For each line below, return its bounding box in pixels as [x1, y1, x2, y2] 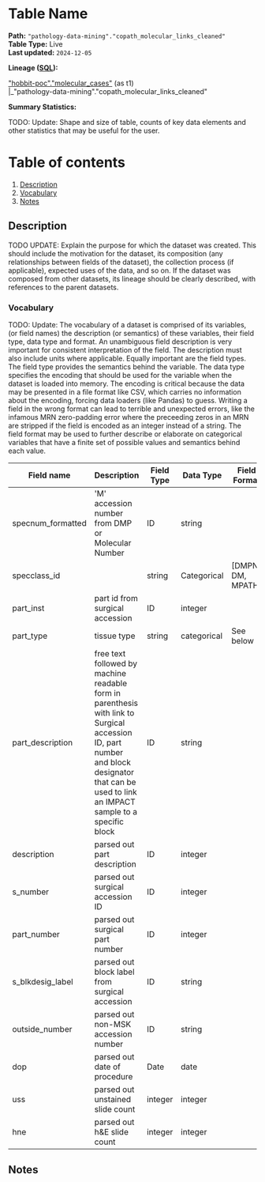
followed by [94, 658, 138, 669]
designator [94, 766, 135, 777]
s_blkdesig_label [12, 976, 73, 987]
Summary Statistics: [8, 102, 77, 111]
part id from [94, 592, 138, 603]
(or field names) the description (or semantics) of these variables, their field [8, 328, 255, 338]
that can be [94, 776, 136, 787]
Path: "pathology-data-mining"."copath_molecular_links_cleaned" [8, 31, 226, 40]
